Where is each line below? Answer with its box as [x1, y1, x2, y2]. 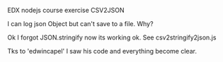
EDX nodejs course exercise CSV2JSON [7, 6, 125, 14]
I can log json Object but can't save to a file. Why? [7, 20, 154, 27]
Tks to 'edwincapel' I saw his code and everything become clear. [7, 47, 197, 55]
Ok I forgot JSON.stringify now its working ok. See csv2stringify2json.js [7, 33, 217, 42]
